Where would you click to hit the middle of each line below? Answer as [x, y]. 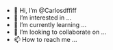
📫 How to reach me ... [45, 40]
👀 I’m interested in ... [42, 18]
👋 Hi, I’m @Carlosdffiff [45, 10]
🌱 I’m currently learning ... [50, 25]
